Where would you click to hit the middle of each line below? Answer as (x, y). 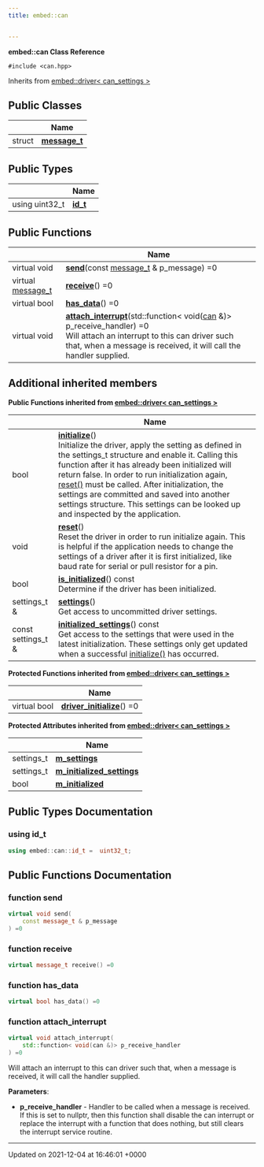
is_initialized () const (96, 578)
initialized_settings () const (108, 624)
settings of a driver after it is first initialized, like (145, 556)
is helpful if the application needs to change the (146, 546)
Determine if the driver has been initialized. (137, 589)
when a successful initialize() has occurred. (138, 653)
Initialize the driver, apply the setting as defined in (150, 444)
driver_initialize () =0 (100, 706)
